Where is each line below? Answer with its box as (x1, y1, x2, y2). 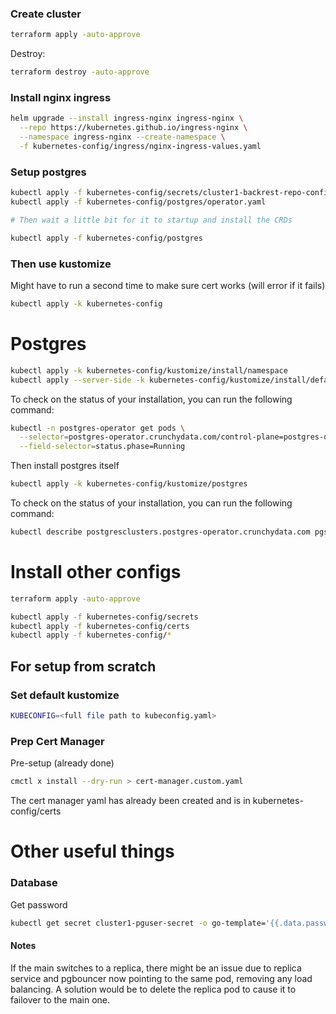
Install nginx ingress (10, 90, 112, 104)
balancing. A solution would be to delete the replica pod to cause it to (10, 983, 297, 995)
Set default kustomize (10, 688, 120, 702)
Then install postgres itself (10, 460, 120, 472)
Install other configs (10, 561, 182, 584)
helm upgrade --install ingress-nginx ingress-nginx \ (10, 113, 244, 124)
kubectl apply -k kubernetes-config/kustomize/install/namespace (10, 365, 288, 376)
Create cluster (10, 7, 82, 21)
